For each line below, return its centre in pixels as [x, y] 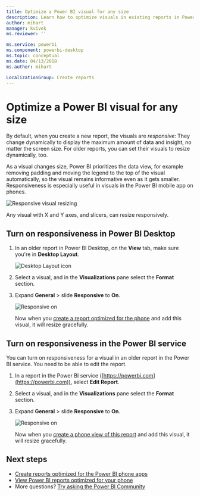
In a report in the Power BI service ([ [59, 375]
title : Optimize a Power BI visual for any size [68, 12]
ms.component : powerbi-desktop [45, 50]
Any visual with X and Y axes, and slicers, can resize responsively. [87, 215]
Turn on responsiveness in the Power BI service [96, 343]
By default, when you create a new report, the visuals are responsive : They [98, 136]
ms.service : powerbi [32, 45]
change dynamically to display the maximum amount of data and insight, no [99, 142]
